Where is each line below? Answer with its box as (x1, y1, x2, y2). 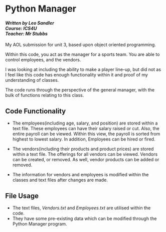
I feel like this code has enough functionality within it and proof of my (5, 72, 148, 78)
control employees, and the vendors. (5, 57, 81, 63)
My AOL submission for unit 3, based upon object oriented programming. (5, 42, 156, 48)
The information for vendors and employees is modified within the (12, 172, 149, 178)
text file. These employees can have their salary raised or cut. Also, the (12, 126, 159, 132)
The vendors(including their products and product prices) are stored (12, 146, 154, 152)
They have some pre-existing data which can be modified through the (12, 215, 157, 221)
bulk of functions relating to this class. (5, 92, 84, 98)
